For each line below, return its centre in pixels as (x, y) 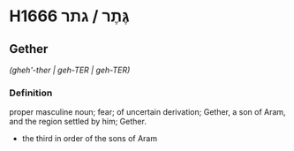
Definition (31, 93)
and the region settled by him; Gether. (78, 122)
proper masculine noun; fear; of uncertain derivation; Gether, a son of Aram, (147, 112)
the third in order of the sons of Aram (89, 139)
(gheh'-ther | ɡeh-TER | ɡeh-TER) (70, 70)
